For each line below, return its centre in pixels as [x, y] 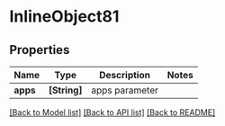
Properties [40, 50]
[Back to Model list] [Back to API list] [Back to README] [112, 112]
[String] [65, 90]
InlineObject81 [64, 17]
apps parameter [125, 90]
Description [125, 75]
